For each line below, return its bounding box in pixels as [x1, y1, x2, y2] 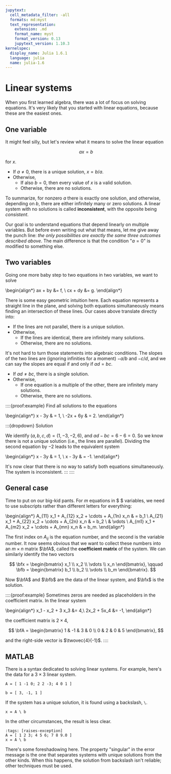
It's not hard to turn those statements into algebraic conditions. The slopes [5, 350, 163, 356]
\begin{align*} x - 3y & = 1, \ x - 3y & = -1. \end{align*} [5, 453, 120, 459]
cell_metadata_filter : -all [10, 12, 70, 17]
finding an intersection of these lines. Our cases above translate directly [5, 308, 157, 314]
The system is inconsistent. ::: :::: [5, 469, 75, 475]
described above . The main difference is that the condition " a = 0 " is [5, 238, 151, 244]
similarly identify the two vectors [5, 551, 74, 557]
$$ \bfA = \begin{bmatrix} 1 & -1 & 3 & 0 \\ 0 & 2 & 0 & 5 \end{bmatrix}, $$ [8, 627, 164, 634]
